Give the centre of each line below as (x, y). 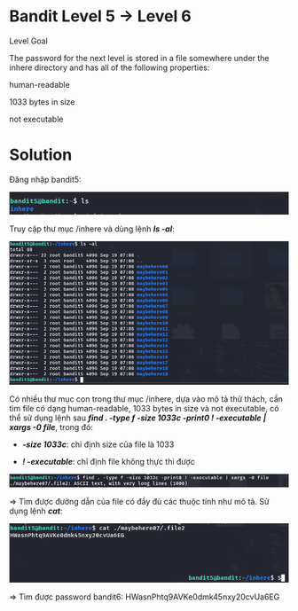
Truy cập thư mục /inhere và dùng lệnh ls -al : (92, 229)
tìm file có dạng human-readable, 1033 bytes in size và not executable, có (144, 408)
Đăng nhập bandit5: (45, 179)
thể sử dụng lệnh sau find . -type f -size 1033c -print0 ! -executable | (138, 418)
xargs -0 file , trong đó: (51, 427)
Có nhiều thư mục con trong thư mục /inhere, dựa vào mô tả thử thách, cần (146, 399)
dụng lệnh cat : (36, 511)
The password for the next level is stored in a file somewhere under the (139, 58)
